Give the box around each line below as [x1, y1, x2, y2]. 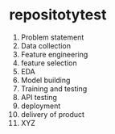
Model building [20, 75, 71, 85]
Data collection [20, 40, 72, 50]
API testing [20, 92, 57, 102]
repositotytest [9, 6, 107, 24]
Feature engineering [20, 49, 88, 59]
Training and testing [20, 83, 88, 94]
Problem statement [20, 32, 84, 42]
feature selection [20, 58, 77, 68]
